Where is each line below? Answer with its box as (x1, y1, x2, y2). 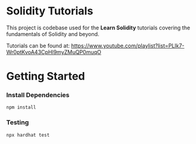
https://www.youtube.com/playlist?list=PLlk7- (71, 42, 185, 49)
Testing (6, 118, 29, 127)
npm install (6, 104, 36, 110)
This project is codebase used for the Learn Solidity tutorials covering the (6, 24, 191, 31)
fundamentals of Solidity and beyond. (6, 30, 100, 37)
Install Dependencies (6, 91, 70, 100)
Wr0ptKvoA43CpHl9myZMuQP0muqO (6, 48, 101, 55)
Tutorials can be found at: (6, 42, 71, 49)
